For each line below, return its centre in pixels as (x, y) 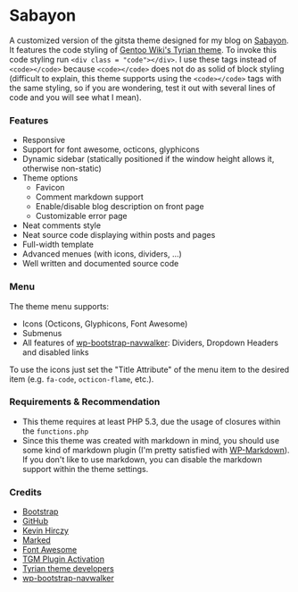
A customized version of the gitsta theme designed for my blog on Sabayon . (149, 40)
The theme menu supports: (59, 306)
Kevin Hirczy (46, 531)
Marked (36, 540)
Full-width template (58, 245)
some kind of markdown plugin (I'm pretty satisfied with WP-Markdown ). (156, 450)
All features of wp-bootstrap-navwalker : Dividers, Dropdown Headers (150, 343)
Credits (25, 492)
